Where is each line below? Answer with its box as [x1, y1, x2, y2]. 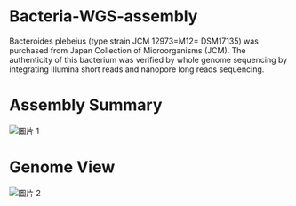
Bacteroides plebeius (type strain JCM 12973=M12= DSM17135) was [9, 36, 260, 46]
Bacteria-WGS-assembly [9, 6, 198, 27]
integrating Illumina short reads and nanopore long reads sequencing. [9, 64, 265, 75]
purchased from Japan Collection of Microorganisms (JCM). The [9, 44, 246, 55]
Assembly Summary [9, 95, 163, 115]
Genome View [9, 157, 116, 178]
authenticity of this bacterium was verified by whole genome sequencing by [9, 54, 288, 65]
